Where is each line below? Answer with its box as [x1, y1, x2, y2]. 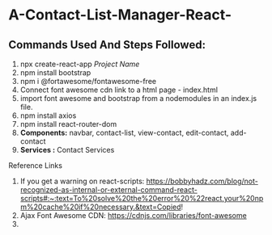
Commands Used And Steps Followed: [8, 38, 206, 52]
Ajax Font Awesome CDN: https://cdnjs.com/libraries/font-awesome [19, 211, 247, 220]
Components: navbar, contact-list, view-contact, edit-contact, [19, 128, 229, 137]
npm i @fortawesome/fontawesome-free [19, 77, 156, 86]
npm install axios [19, 111, 77, 120]
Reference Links [8, 161, 63, 170]
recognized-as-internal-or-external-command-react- [19, 185, 198, 195]
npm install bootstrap [19, 68, 91, 78]
